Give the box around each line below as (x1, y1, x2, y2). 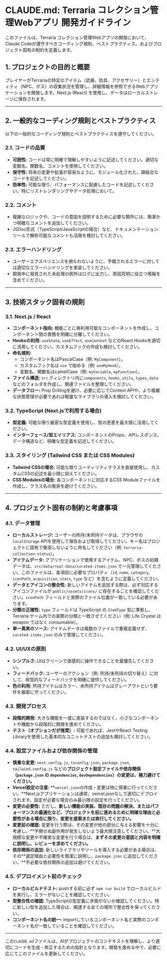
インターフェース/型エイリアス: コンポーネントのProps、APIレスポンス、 (12, 432, 162, 438)
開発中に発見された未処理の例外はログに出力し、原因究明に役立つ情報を (12, 271, 161, 277)
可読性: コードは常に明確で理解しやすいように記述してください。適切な (12, 157, 159, 163)
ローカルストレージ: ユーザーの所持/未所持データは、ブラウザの (12, 532, 143, 538)
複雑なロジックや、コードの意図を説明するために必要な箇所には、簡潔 (12, 214, 157, 220)
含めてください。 (12, 277, 48, 283)
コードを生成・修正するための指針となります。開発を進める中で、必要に (13, 944, 162, 950)
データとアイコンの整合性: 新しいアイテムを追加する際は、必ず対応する (12, 582, 159, 588)
